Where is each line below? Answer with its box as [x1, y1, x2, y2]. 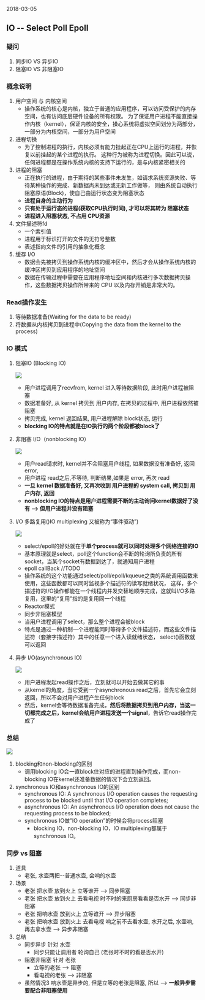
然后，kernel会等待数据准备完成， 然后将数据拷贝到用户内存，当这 [24, 701, 191, 709]
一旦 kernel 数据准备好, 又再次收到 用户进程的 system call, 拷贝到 [24, 482, 189, 489]
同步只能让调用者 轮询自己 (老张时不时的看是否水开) [33, 948, 164, 956]
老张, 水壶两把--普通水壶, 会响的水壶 [24, 872, 116, 879]
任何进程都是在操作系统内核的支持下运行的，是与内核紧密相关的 [24, 158, 185, 166]
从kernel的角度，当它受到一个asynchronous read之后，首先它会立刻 [24, 686, 196, 693]
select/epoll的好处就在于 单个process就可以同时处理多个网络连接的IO [24, 542, 199, 550]
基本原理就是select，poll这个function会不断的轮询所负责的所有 [24, 550, 182, 557]
